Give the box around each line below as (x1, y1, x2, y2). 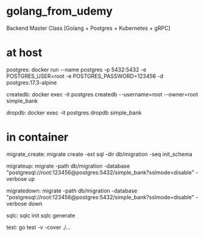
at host (6, 46, 43, 60)
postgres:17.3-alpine (6, 79, 57, 86)
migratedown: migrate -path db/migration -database (6, 187, 138, 194)
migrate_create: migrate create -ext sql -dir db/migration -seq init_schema (6, 150, 193, 158)
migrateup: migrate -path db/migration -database (6, 162, 130, 169)
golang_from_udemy (6, 4, 113, 18)
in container (6, 130, 69, 144)
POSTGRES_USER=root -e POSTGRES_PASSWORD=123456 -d (6, 72, 163, 80)
